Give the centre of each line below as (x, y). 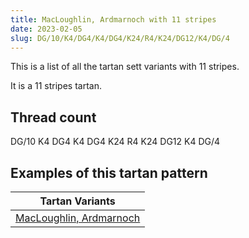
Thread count (53, 117)
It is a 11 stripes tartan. (56, 86)
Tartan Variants (77, 201)
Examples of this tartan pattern (109, 172)
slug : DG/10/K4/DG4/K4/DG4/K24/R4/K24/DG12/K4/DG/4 (120, 38)
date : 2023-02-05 (46, 29)
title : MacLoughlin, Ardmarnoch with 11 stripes (113, 19)
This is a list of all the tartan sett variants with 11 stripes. (125, 67)
